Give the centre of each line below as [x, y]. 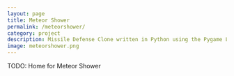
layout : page [26, 14]
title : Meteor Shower [39, 20]
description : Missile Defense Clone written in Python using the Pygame [115, 40]
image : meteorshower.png [43, 46]
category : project [34, 33]
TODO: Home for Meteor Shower [54, 66]
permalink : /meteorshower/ [46, 26]
